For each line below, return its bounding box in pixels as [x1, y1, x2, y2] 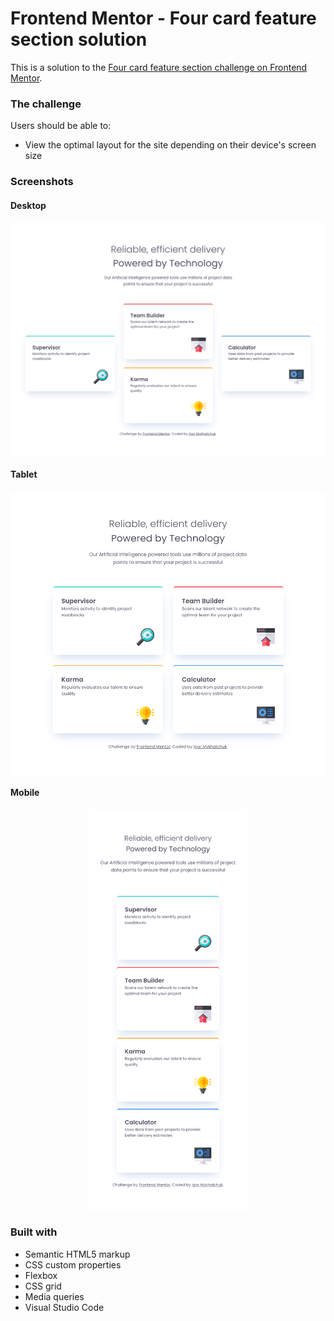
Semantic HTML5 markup [24, 1248, 131, 1260]
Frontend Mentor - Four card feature [10, 7, 317, 30]
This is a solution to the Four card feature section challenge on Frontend [10, 61, 308, 73]
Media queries [24, 1290, 85, 1302]
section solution [10, 28, 148, 51]
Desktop [10, 199, 47, 211]
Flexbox [24, 1269, 58, 1281]
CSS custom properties [24, 1258, 122, 1271]
